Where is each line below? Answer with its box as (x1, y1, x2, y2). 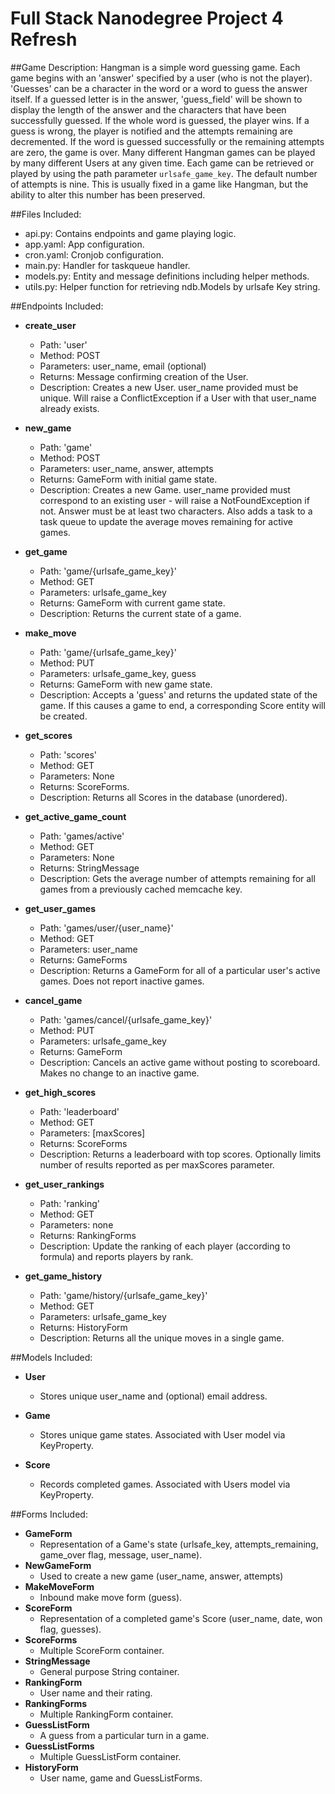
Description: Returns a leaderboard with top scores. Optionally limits (39, 1148, 322, 1160)
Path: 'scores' (39, 748, 97, 761)
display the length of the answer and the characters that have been (10, 103, 287, 116)
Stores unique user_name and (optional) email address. (39, 1390, 268, 1402)
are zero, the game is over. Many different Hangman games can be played (10, 146, 316, 158)
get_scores (24, 729, 73, 741)
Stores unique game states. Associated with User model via (39, 1428, 286, 1441)
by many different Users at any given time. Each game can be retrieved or (10, 157, 315, 169)
